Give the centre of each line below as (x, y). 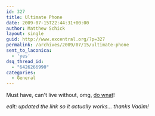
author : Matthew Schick (36, 28)
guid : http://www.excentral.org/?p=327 (56, 39)
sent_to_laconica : (29, 51)
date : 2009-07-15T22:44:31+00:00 (48, 23)
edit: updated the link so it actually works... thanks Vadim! (77, 106)
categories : (21, 73)
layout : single (25, 34)
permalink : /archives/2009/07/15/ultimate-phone (68, 45)
